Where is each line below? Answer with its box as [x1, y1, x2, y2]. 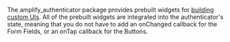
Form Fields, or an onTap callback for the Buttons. [7, 27, 148, 35]
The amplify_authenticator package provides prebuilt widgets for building [7, 6, 214, 14]
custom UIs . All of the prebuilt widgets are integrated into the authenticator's [7, 13, 224, 21]
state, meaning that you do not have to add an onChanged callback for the [7, 20, 218, 28]
